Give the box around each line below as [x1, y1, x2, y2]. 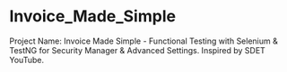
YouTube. [9, 54, 45, 65]
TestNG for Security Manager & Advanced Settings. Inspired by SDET [9, 44, 266, 55]
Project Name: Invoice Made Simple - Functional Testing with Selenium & [9, 36, 278, 46]
